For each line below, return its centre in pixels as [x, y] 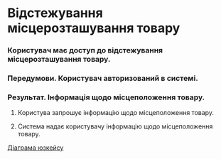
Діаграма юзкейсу [36, 148]
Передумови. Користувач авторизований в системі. [103, 78]
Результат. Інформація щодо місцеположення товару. [106, 97]
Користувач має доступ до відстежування [85, 50]
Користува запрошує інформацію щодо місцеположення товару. [116, 113]
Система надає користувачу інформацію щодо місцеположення [115, 126]
